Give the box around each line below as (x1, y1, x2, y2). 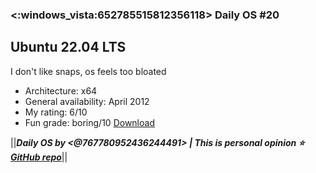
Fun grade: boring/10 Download (24, 116, 155, 128)
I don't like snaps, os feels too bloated (10, 65, 167, 77)
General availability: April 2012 (24, 95, 150, 107)
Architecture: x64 (24, 84, 98, 97)
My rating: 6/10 (24, 106, 88, 118)
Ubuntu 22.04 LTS (10, 39, 127, 56)
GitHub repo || (10, 151, 68, 163)
